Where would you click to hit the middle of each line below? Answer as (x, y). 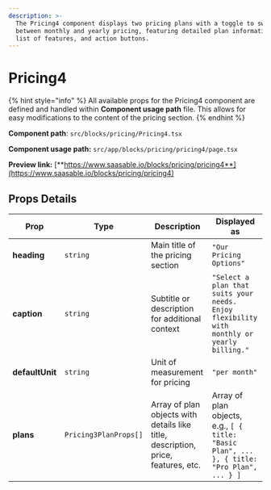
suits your (233, 293)
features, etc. (176, 465)
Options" (229, 263)
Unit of (163, 362)
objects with (174, 415)
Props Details (43, 199)
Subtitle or (170, 298)
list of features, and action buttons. (83, 38)
